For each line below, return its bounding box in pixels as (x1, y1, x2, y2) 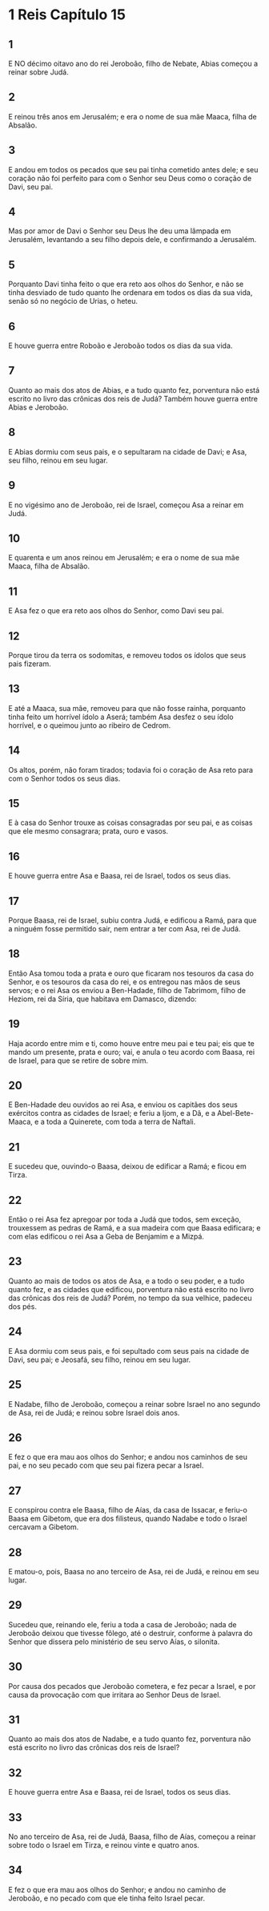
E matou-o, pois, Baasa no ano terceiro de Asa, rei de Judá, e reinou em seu (8, 1566, 259, 1576)
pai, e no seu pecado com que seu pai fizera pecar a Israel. (8, 1461, 204, 1470)
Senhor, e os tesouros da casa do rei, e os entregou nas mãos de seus (8, 976, 241, 987)
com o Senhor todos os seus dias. (8, 774, 121, 783)
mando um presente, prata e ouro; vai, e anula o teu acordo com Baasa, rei (8, 1047, 255, 1057)
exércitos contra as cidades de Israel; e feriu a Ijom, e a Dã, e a (8, 1109, 216, 1118)
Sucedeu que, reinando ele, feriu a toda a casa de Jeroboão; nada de (8, 1619, 237, 1629)
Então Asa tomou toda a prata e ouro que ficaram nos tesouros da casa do (8, 968, 255, 978)
